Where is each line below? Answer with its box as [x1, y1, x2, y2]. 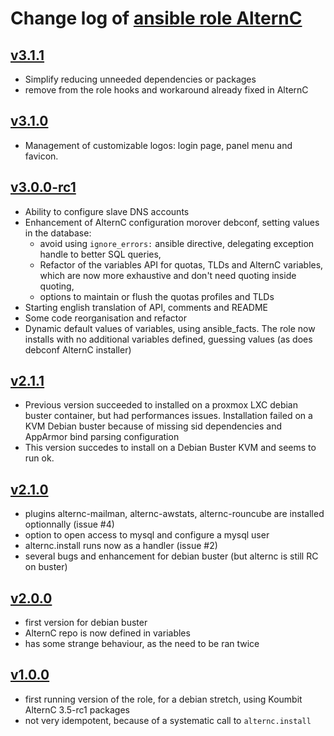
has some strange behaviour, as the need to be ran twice [24, 638, 260, 650]
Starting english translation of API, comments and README [24, 301, 269, 313]
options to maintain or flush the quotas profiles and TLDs [39, 290, 275, 302]
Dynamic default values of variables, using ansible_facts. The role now [24, 322, 316, 334]
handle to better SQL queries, [39, 248, 162, 260]
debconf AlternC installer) [24, 343, 132, 356]
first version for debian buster [24, 617, 148, 629]
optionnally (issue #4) [24, 518, 115, 531]
